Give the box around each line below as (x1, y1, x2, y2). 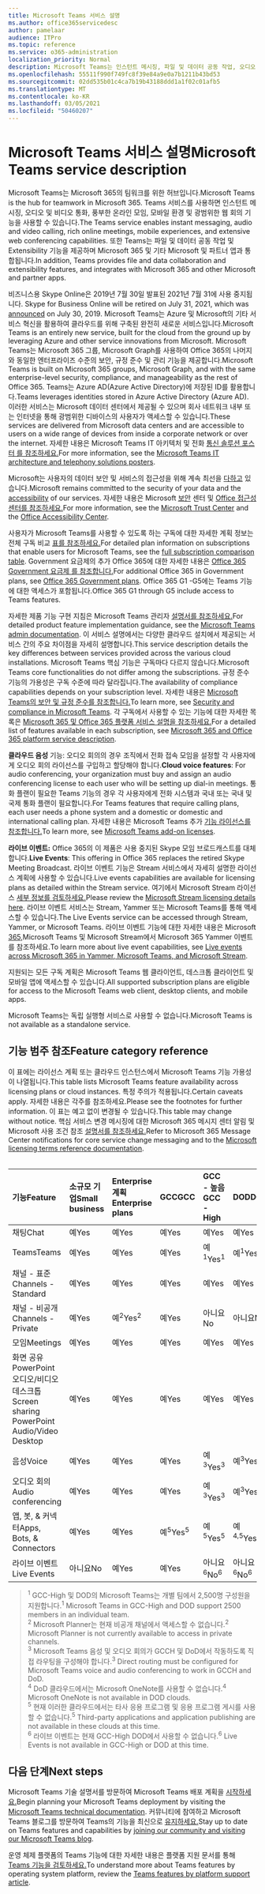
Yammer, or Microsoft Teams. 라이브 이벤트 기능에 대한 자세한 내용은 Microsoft (8, 922, 256, 932)
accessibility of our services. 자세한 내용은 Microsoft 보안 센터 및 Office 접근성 (8, 493, 257, 503)
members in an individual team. (27, 1610, 130, 1620)
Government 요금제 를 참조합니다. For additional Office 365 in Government (8, 566, 244, 575)
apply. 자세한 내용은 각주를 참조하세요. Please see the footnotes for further (8, 1096, 243, 1106)
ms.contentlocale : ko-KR (8, 92, 90, 100)
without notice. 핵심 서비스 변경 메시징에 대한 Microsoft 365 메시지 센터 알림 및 (8, 1116, 255, 1126)
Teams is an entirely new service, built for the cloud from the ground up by (8, 327, 251, 337)
